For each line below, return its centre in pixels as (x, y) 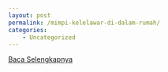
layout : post (30, 15)
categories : (28, 30)
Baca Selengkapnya (41, 59)
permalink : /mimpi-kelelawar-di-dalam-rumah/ (84, 23)
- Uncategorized (49, 37)
